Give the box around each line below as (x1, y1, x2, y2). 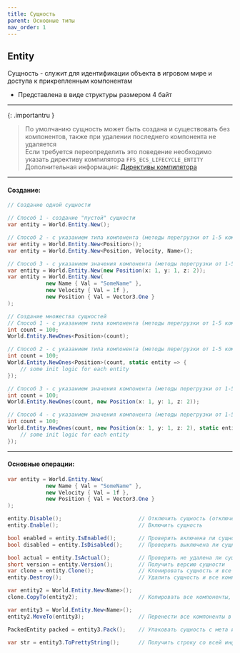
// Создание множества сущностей (7, 313, 107, 320)
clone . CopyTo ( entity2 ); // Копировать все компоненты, (7, 594, 232, 601)
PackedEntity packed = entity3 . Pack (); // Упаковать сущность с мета (7, 626, 229, 633)
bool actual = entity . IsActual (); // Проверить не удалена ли (7, 554, 222, 561)
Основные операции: (7, 460, 75, 468)
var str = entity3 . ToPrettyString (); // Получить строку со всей (7, 639, 222, 646)
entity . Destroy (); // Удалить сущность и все (7, 574, 219, 582)
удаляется (24, 140, 57, 148)
